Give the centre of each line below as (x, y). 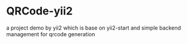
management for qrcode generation (51, 34)
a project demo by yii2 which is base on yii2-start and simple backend (94, 28)
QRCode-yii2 (40, 11)
